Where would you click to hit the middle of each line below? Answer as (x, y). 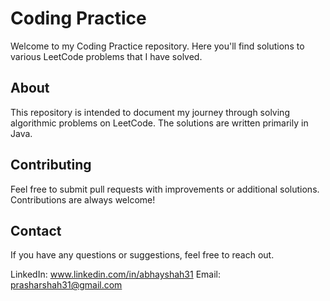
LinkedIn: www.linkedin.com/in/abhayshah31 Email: (116, 274)
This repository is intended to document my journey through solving (150, 112)
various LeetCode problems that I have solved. (106, 56)
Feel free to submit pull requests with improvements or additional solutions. (165, 189)
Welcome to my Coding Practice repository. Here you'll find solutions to (157, 46)
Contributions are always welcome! (83, 199)
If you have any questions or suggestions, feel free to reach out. (142, 255)
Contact (36, 230)
